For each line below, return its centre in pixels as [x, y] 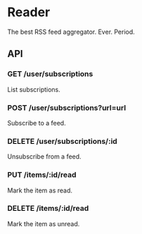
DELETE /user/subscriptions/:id [62, 141]
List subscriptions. [34, 90]
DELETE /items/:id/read [48, 209]
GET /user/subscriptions [50, 74]
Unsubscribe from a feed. [45, 156]
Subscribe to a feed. [37, 123]
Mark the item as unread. [44, 223]
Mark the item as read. [40, 190]
